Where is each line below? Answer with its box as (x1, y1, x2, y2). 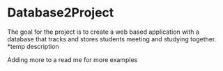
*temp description (7, 42, 59, 50)
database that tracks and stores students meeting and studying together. (7, 34, 217, 43)
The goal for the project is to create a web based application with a (7, 28, 200, 36)
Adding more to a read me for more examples (7, 55, 138, 63)
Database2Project (7, 5, 114, 21)
